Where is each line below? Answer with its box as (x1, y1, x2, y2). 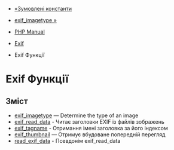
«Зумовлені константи (14, 5, 72, 12)
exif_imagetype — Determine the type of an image (14, 112, 139, 119)
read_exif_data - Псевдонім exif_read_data (14, 137, 121, 144)
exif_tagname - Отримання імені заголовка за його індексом (14, 125, 169, 131)
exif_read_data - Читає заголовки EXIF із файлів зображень (14, 118, 165, 125)
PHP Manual (14, 28, 45, 35)
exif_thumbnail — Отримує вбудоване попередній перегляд (14, 131, 166, 138)
